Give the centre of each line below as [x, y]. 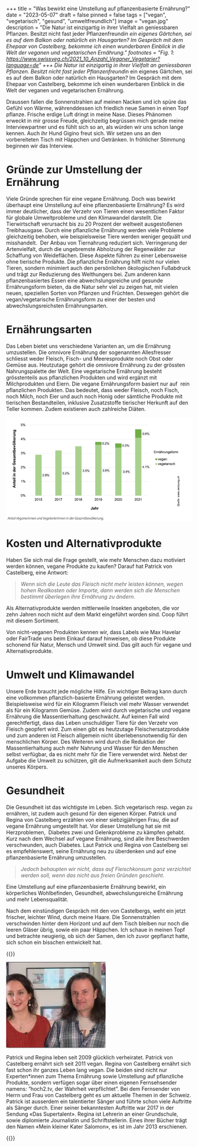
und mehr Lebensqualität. [38, 899]
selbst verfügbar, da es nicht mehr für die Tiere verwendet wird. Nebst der [97, 754]
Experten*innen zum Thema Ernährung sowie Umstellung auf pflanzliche [95, 1076]
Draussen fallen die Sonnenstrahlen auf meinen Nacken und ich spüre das [96, 102]
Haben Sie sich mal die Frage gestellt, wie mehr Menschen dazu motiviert [96, 560]
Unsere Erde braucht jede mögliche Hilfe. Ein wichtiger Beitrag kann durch [97, 691]
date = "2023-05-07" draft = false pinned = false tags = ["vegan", [86, 15]
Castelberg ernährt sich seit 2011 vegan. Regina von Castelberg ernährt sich [98, 1064]
